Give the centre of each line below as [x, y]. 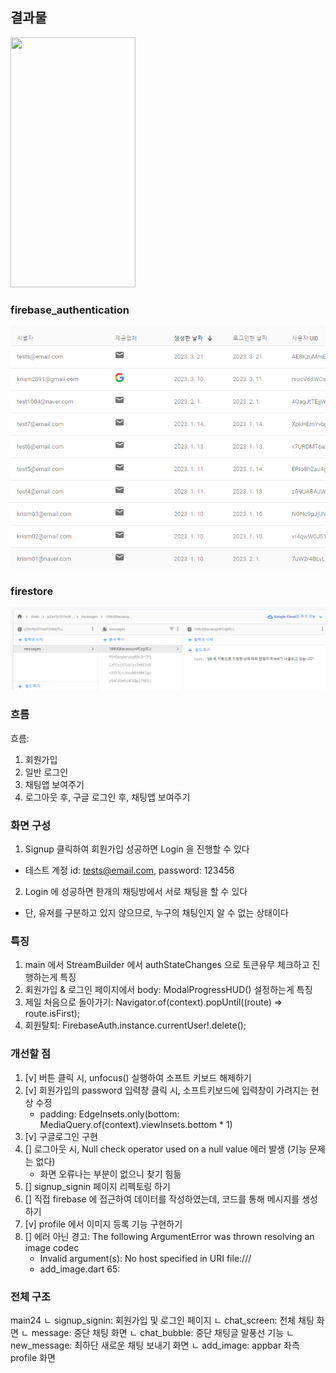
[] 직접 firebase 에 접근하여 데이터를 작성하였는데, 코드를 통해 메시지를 [162, 1199]
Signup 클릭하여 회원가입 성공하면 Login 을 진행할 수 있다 [137, 849]
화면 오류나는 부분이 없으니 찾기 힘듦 [110, 1174]
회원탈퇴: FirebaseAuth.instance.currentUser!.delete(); [135, 1025]
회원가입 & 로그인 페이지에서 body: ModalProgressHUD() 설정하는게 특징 [168, 990]
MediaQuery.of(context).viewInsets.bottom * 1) [136, 1124]
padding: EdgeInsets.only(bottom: [109, 1114]
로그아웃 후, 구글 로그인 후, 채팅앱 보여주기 [107, 797]
